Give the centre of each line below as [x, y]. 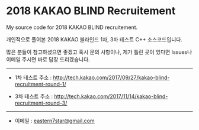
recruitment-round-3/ [41, 103]
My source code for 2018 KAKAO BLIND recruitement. [72, 27]
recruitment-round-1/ [40, 84]
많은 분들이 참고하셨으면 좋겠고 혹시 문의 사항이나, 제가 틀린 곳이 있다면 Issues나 [99, 52]
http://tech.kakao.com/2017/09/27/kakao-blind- [111, 77]
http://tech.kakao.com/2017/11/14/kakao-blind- [111, 96]
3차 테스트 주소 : [34, 96]
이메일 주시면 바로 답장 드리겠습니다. [48, 59]
